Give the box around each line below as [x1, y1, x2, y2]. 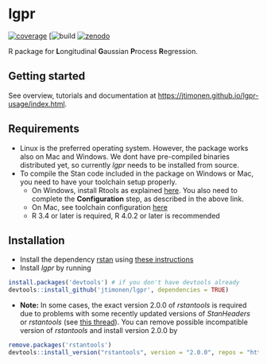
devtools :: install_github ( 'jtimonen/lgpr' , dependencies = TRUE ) [8, 286, 229, 294]
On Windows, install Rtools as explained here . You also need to [31, 185, 238, 195]
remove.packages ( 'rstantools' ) [8, 341, 112, 350]
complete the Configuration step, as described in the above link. [31, 194, 244, 203]
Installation [8, 234, 65, 247]
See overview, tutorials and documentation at [8, 91, 157, 100]
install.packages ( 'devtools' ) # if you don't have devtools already [8, 279, 240, 287]
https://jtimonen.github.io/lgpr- [157, 91, 259, 100]
